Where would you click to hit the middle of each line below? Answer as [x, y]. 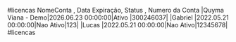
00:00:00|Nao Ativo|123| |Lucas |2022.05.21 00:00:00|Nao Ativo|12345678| [118, 25]
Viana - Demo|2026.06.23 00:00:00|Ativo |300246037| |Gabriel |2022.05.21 [118, 17]
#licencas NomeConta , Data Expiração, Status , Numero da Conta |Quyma [116, 10]
